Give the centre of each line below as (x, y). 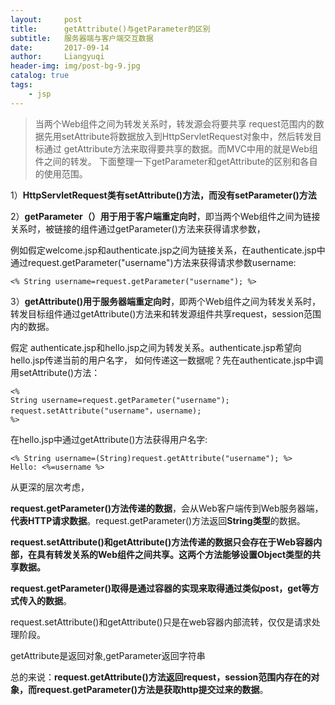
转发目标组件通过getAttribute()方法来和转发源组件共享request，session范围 (166, 313)
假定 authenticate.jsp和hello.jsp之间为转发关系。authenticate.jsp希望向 (156, 347)
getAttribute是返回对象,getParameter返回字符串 (108, 655)
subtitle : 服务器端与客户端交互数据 (82, 38)
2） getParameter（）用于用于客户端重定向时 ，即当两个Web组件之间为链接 (165, 216)
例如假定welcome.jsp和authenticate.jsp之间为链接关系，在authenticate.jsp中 (168, 250)
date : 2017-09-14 (60, 47)
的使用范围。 (61, 173)
